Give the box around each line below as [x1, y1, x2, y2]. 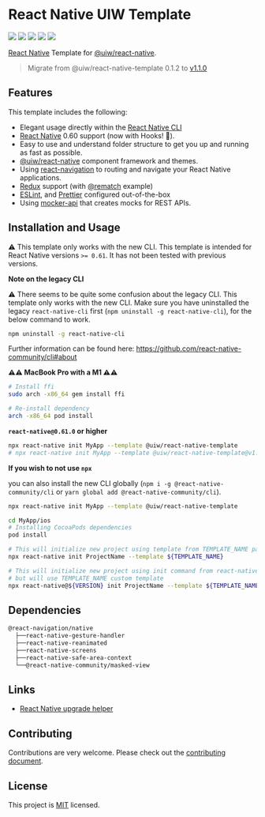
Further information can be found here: [8, 344, 135, 353]
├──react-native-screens [15, 646, 97, 654]
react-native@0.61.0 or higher [8, 426, 108, 435]
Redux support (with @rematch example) [19, 181, 154, 190]
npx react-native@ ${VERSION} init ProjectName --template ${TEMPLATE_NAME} [8, 582, 263, 589]
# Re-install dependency [8, 405, 90, 412]
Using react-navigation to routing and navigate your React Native [19, 164, 231, 174]
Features [8, 86, 53, 100]
